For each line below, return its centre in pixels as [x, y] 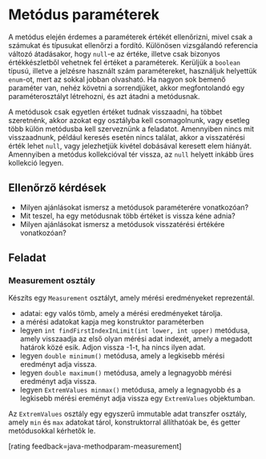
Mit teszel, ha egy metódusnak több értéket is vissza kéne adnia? [127, 216]
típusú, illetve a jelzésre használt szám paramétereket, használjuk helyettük [133, 70]
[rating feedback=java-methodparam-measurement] [95, 446]
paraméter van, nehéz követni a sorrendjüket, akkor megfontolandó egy [127, 88]
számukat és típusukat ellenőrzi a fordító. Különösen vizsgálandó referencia [133, 45]
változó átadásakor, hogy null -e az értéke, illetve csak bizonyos [114, 54]
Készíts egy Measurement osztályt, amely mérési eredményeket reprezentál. [131, 298]
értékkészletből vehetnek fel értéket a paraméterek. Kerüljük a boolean [124, 62]
